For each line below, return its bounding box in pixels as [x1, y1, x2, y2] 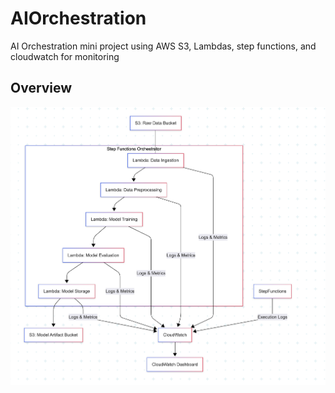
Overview [10, 80, 73, 97]
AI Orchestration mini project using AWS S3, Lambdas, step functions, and [10, 40, 317, 52]
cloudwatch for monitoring [10, 50, 120, 62]
